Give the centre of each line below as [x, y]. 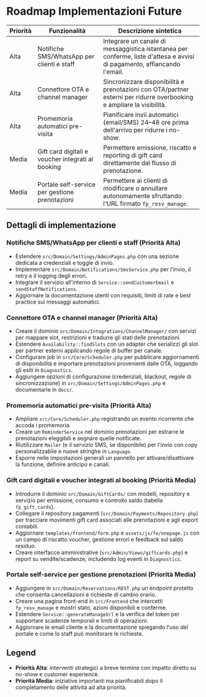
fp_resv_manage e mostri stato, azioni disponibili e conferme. [91, 607]
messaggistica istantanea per [146, 48]
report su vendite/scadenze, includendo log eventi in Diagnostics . [98, 558]
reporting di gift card [133, 155]
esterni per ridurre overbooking [148, 97]
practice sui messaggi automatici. [58, 302]
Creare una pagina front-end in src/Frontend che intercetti [89, 601]
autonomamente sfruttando [143, 196]
